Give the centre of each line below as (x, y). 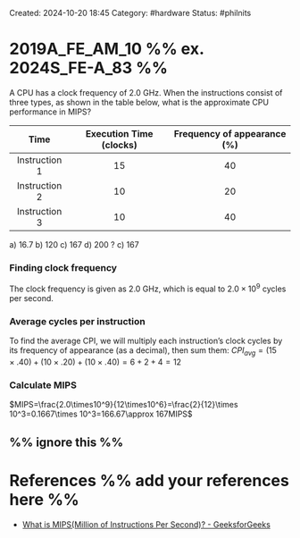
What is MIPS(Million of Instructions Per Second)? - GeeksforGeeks (146, 524)
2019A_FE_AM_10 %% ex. (107, 49)
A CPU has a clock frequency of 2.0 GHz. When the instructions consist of (146, 92)
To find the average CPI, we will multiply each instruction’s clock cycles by (146, 341)
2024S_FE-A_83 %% (88, 68)
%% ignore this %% (66, 442)
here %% (45, 499)
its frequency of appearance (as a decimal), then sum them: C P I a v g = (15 (143, 351)
